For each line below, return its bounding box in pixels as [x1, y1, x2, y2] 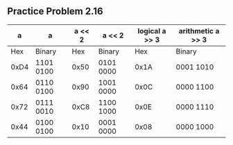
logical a [137, 26, 166, 35]
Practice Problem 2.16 [7, 6, 103, 17]
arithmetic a [178, 26, 220, 35]
